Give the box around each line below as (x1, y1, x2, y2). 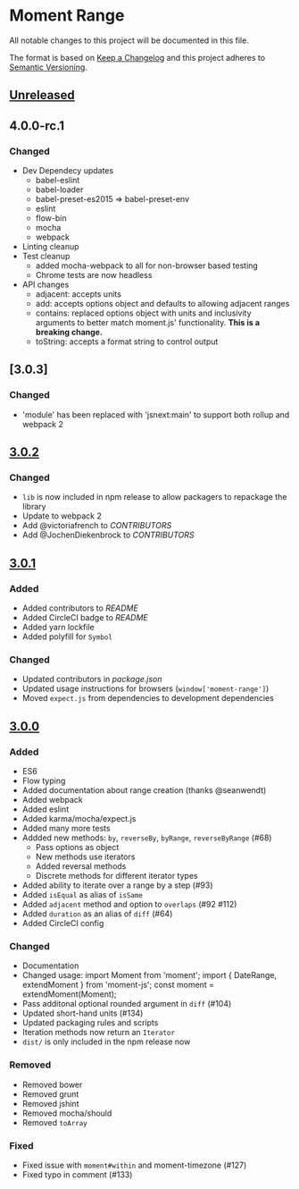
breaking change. (35, 327, 103, 338)
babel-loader (35, 184, 84, 195)
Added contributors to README (21, 603, 138, 613)
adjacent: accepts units (35, 289, 122, 299)
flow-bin (35, 213, 67, 223)
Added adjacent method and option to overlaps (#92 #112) (21, 899, 237, 910)
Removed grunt (21, 1088, 79, 1100)
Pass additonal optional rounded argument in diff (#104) (21, 999, 232, 1009)
